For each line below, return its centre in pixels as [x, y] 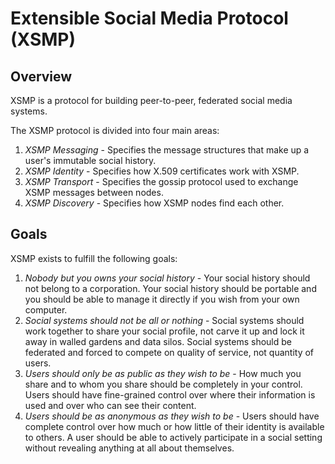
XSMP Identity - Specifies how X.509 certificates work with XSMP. [162, 171]
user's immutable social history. [90, 160]
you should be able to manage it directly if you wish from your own [162, 299]
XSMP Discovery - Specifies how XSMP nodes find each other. [154, 203]
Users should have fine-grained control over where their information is [170, 394]
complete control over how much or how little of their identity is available [174, 426]
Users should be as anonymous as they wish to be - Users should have [172, 416]
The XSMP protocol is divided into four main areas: [115, 130]
